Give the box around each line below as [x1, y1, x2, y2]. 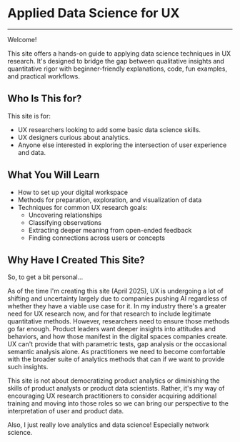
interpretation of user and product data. [7, 407, 124, 416]
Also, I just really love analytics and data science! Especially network [7, 421, 209, 429]
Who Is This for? [7, 93, 82, 105]
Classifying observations [28, 218, 102, 226]
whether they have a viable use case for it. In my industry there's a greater [7, 302, 226, 311]
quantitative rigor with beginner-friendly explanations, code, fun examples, [7, 64, 227, 73]
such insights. [7, 363, 49, 371]
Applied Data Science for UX [7, 5, 180, 21]
